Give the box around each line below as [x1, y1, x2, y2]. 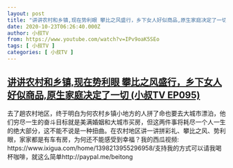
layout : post [7, 10, 45, 17]
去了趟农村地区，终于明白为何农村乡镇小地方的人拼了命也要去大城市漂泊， [7, 109, 220, 117]
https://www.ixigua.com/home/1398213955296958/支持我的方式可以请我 [7, 144, 216, 152]
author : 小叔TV [7, 29, 49, 37]
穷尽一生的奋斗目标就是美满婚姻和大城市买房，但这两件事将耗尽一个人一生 [12, 117, 226, 126]
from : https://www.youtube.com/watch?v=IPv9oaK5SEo [7, 36, 159, 43]
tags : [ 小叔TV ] [7, 42, 55, 49]
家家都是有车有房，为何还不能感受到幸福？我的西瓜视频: [19, 135, 180, 143]
